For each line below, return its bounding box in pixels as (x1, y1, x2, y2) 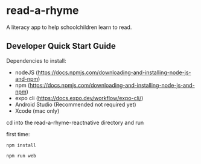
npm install (6, 142, 36, 148)
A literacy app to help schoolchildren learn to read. (6, 24, 132, 31)
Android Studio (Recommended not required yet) (14, 101, 137, 108)
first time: (6, 130, 30, 137)
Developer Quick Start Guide (6, 41, 116, 51)
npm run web (6, 153, 36, 159)
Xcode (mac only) (14, 107, 60, 115)
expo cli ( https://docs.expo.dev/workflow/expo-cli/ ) (14, 94, 144, 101)
